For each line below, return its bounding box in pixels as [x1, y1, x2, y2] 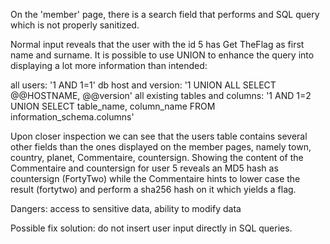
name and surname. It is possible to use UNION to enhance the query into [10, 49, 315, 61]
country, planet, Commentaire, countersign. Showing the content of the [10, 152, 304, 163]
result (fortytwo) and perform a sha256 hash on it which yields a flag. [10, 184, 297, 195]
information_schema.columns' [10, 111, 135, 123]
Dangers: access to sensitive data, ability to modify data [10, 203, 242, 214]
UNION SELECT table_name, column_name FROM [10, 100, 216, 112]
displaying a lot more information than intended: [10, 60, 208, 71]
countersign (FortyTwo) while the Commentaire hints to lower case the [10, 173, 301, 184]
